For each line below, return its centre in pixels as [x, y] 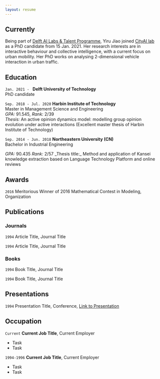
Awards [17, 180]
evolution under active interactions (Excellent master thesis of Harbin [75, 125]
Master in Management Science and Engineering [54, 109]
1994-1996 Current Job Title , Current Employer [52, 357]
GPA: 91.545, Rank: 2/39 [30, 114]
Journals [16, 226]
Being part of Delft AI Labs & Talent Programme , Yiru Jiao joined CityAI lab [80, 41]
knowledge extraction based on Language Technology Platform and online [80, 159]
